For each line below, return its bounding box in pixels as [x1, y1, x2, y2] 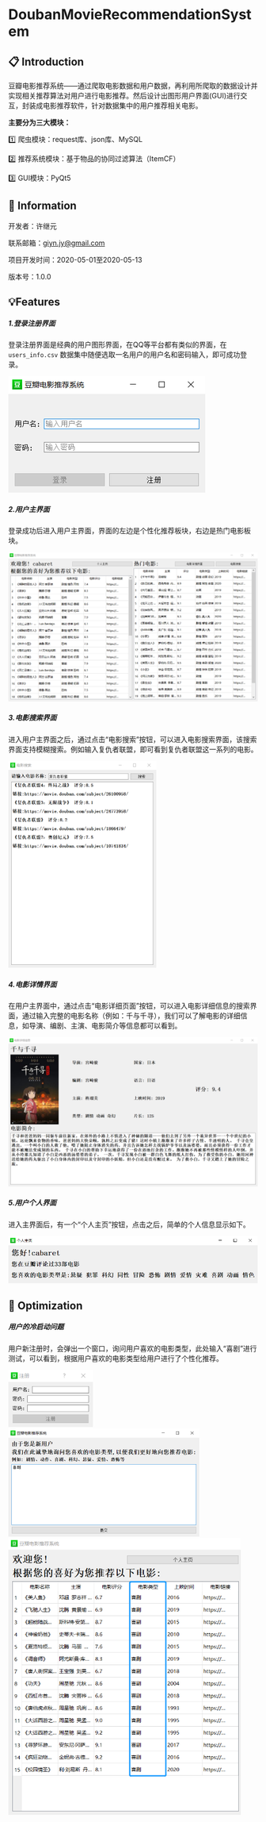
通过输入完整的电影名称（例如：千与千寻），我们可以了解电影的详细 [21, 1011, 241, 1021]
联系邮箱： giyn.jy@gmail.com [8, 238, 105, 248]
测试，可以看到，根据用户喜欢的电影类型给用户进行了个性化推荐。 [8, 1353, 223, 1363]
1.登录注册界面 [8, 318, 55, 328]
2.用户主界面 [8, 504, 50, 513]
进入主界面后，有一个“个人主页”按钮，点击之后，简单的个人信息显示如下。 [8, 1220, 251, 1229]
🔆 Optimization [8, 1299, 83, 1313]
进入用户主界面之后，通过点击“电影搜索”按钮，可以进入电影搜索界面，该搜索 [8, 734, 257, 744]
